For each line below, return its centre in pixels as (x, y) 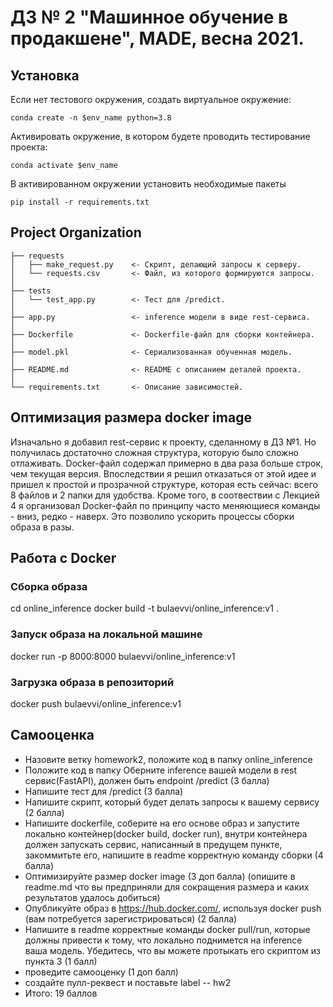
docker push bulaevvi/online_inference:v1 (96, 703)
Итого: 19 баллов (61, 993)
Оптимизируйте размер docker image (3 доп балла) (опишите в (160, 876)
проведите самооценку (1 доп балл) (101, 972)
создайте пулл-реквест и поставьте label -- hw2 (128, 982)
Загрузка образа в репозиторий (92, 682)
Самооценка (52, 735)
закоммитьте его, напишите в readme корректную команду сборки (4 (174, 855)
